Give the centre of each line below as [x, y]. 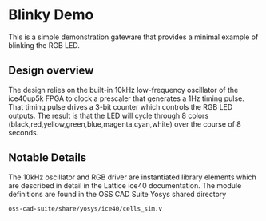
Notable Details [48, 158]
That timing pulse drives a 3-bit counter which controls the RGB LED [121, 106]
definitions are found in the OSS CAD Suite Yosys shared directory [117, 194]
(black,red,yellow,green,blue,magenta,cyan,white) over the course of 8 [125, 124]
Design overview [51, 71]
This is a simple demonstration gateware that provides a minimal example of [133, 37]
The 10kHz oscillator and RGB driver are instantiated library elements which [133, 177]
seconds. [24, 132]
